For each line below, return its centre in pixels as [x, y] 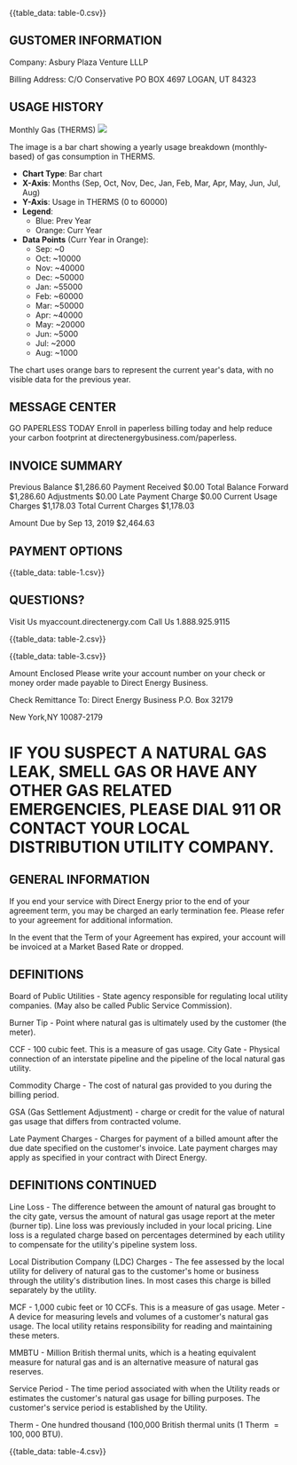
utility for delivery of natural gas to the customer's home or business [134, 1271]
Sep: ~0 [50, 248]
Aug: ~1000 [56, 352]
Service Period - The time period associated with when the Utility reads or [145, 1389]
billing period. [34, 1094]
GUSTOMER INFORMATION [86, 40]
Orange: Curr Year [69, 230]
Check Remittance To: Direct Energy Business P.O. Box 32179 [121, 699]
